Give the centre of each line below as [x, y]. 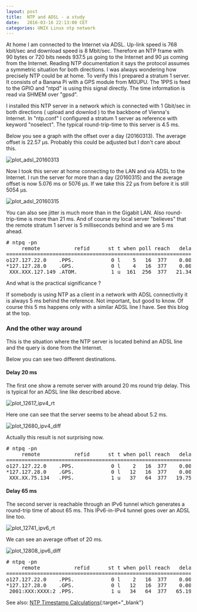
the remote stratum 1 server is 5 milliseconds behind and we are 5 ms [90, 225]
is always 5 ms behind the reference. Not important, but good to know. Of [95, 301]
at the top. [18, 313]
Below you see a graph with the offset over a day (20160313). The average [96, 136]
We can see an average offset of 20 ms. [54, 539]
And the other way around [44, 328]
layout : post [22, 11]
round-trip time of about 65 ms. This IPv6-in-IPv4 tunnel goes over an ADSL [98, 510]
